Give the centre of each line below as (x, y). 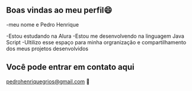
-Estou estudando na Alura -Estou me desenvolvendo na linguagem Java (95, 36)
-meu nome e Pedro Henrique (42, 24)
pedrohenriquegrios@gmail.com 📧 (48, 81)
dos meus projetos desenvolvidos (47, 48)
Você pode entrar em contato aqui (70, 67)
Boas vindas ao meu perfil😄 (59, 10)
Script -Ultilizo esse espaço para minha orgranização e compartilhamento (96, 42)
